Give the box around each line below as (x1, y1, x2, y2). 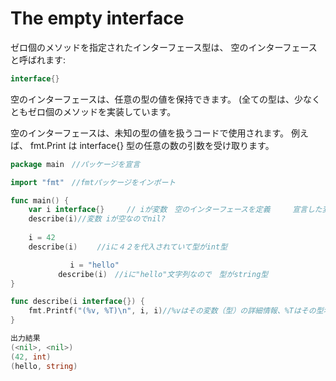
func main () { (10, 195, 70, 206)
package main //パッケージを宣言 (10, 159, 141, 169)
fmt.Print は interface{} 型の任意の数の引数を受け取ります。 (29, 139, 275, 151)
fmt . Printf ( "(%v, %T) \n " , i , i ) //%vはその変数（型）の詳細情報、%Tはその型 (28, 306, 324, 316)
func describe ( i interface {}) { (10, 297, 145, 307)
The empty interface (10, 7, 185, 30)
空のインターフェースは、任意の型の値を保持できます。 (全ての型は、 (10, 93, 295, 105)
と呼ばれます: (10, 53, 67, 66)
